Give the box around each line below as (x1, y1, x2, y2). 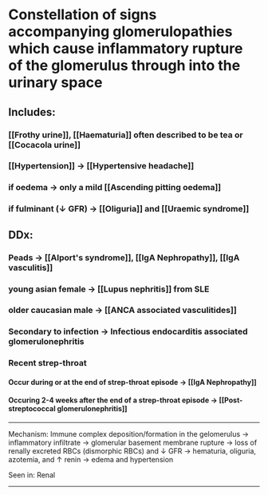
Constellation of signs (8, 6, 157, 24)
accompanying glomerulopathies (8, 22, 233, 41)
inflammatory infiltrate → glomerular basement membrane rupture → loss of (8, 438, 258, 448)
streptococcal (8, 404, 56, 414)
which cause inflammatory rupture (8, 40, 243, 57)
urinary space (8, 73, 103, 92)
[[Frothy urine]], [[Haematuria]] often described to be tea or (8, 129, 243, 141)
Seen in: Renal (8, 470, 56, 480)
